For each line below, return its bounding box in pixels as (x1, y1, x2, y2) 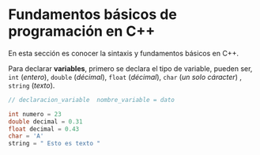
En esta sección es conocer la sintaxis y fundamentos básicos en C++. (8, 48, 239, 58)
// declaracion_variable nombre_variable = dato (8, 96, 175, 104)
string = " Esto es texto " (8, 140, 101, 148)
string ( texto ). (8, 81, 55, 90)
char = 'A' (8, 132, 44, 140)
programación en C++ (8, 22, 156, 40)
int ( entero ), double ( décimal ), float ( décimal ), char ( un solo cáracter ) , (8, 72, 243, 81)
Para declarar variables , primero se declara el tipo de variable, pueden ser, (8, 63, 253, 73)
